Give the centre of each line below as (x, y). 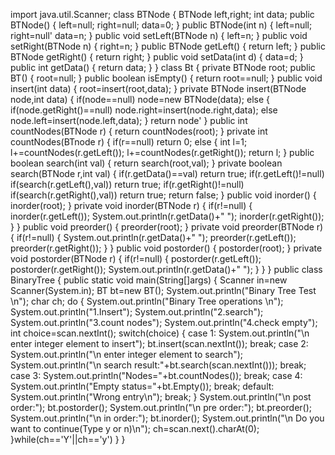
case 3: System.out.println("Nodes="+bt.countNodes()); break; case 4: (156, 375)
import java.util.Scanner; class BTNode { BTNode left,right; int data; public (162, 14)
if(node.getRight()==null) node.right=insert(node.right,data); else (144, 110)
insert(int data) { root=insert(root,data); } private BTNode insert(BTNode (158, 88)
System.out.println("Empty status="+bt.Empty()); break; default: (142, 386)
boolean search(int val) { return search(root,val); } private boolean (146, 163)
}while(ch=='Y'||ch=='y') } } (68, 439)
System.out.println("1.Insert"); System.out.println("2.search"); (137, 312)
